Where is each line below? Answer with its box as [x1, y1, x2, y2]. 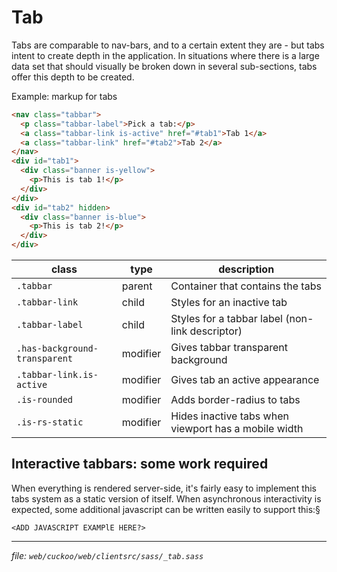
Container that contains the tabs [170, 279, 322, 293]
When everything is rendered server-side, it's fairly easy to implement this [11, 482, 317, 494]
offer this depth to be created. [11, 71, 135, 83]
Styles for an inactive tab [170, 296, 288, 310]
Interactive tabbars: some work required [11, 456, 269, 473]
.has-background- [16, 343, 99, 355]
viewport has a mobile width [170, 422, 304, 436]
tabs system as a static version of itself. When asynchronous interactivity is [11, 492, 322, 505]
